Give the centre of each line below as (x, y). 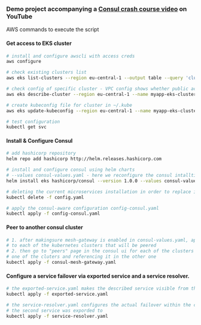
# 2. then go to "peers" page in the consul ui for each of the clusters (100, 251)
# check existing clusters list (46, 73)
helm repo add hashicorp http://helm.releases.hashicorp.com (84, 159)
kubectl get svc (26, 127)
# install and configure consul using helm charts (71, 170)
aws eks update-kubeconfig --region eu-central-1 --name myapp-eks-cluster (103, 111)
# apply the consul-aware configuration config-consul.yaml (83, 208)
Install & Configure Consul (39, 140)
